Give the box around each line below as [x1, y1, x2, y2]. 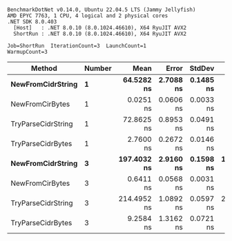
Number [84, 63, 112, 73]
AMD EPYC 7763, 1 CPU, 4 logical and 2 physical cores [7, 12, 168, 19]
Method [30, 63, 57, 73]
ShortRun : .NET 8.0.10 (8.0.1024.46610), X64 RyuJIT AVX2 [13, 30, 187, 37]
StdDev [189, 63, 215, 73]
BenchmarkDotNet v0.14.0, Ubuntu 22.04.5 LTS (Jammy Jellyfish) [7, 6, 196, 13]
